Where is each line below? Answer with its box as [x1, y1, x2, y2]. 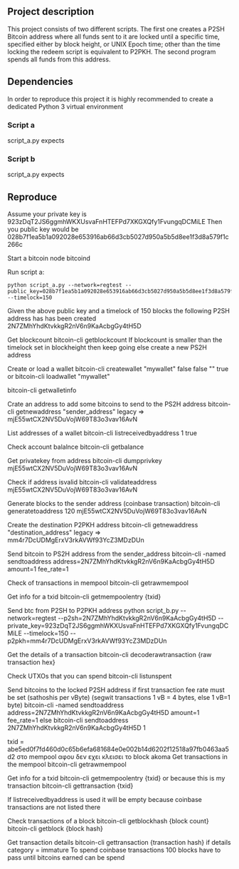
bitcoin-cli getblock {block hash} [7, 824, 103, 833]
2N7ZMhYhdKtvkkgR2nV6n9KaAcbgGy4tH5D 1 [7, 723, 146, 732]
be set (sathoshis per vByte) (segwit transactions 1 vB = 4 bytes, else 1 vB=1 [7, 693, 231, 702]
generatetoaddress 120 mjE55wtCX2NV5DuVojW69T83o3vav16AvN [7, 507, 207, 516]
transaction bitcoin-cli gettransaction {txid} [7, 781, 134, 791]
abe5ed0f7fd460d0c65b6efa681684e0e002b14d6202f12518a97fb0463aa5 [7, 745, 230, 753]
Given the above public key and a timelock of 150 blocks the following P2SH [7, 307, 230, 315]
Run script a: [7, 268, 45, 277]
